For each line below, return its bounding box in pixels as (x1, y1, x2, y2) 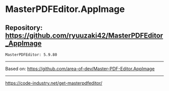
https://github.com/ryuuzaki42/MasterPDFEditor (5, 31, 163, 39)
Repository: (5, 23, 43, 32)
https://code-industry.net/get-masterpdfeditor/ (5, 80, 103, 86)
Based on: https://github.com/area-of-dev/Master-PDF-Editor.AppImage (5, 66, 155, 71)
